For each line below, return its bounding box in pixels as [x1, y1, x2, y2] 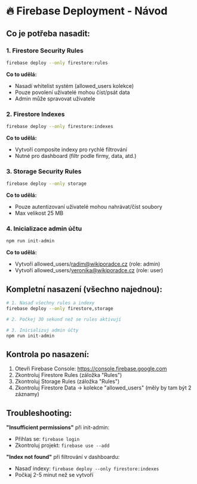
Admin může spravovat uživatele [14, 95, 96, 102]
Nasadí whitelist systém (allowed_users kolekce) [14, 82, 134, 89]
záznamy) [14, 391, 40, 398]
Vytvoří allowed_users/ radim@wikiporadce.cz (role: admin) [14, 260, 161, 267]
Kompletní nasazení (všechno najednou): [6, 284, 163, 294]
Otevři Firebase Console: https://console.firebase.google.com [14, 365, 167, 372]
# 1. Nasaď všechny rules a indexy [6, 300, 95, 306]
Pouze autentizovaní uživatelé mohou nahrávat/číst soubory [14, 203, 162, 211]
